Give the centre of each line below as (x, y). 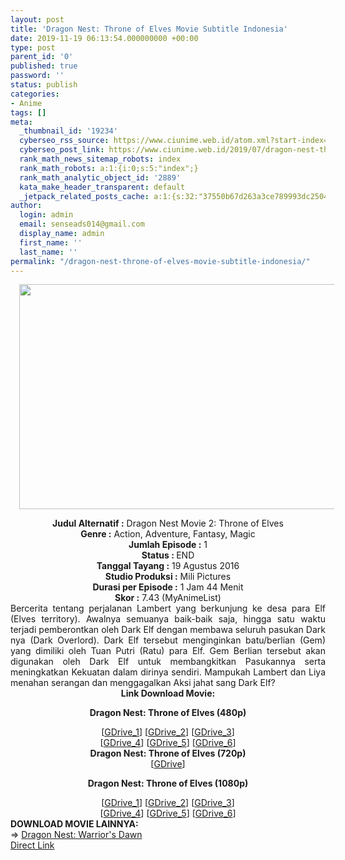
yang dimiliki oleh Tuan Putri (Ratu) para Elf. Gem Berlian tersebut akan (168, 651)
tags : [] (28, 112)
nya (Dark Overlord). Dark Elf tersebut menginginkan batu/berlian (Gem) (168, 640)
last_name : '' (48, 252)
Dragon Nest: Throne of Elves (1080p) (168, 783)
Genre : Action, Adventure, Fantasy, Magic (168, 534)
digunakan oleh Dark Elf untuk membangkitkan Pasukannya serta (168, 662)
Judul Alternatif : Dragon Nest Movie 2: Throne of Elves (168, 523)
